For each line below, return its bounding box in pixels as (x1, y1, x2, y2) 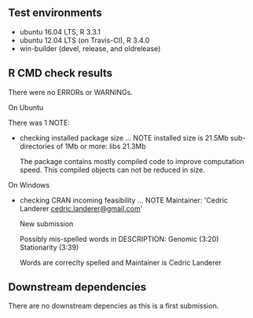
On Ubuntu (8, 102, 44, 112)
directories (19, 141, 55, 151)
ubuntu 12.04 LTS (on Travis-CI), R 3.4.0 (19, 35, 150, 45)
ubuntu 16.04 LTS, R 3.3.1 (19, 27, 101, 36)
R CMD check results (8, 67, 113, 80)
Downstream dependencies (8, 280, 147, 294)
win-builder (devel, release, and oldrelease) (19, 43, 161, 53)
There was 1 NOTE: (8, 118, 71, 127)
